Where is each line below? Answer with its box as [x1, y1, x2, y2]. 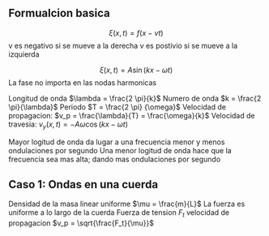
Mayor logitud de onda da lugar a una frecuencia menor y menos [8, 137, 225, 147]
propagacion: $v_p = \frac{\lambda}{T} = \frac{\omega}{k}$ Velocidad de [8, 110, 255, 120]
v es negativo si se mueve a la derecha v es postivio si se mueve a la [8, 41, 237, 50]
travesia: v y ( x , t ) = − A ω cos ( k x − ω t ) [8, 119, 128, 131]
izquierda [8, 49, 40, 59]
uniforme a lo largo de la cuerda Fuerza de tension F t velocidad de [8, 208, 230, 220]
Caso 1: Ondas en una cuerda [8, 178, 159, 191]
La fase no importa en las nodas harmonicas [8, 77, 156, 88]
